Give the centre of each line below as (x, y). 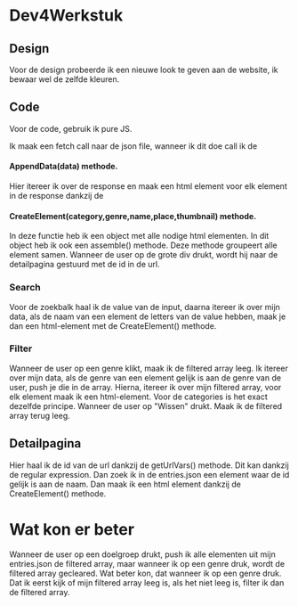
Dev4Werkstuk (66, 16)
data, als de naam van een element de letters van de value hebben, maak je (148, 316)
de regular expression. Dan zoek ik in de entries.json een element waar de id (149, 474)
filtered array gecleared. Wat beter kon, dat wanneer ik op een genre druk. (145, 573)
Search (25, 288)
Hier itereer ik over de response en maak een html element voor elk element (148, 186)
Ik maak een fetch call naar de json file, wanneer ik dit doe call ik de (133, 146)
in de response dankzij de (56, 196)
